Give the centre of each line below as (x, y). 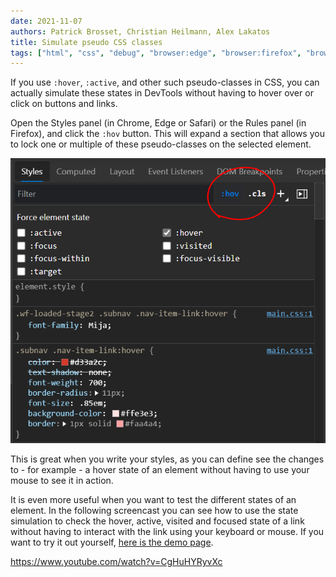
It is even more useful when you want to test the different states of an (153, 500)
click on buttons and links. (64, 104)
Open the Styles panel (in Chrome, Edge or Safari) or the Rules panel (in (158, 123)
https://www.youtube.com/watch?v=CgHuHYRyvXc (116, 562)
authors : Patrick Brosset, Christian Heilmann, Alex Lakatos (140, 31)
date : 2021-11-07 (46, 21)
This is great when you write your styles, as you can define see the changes (167, 459)
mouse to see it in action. (62, 481)
